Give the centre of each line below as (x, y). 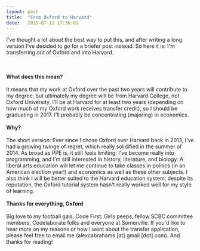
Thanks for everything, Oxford (45, 204)
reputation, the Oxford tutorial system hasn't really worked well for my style (99, 185)
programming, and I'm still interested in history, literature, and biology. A (95, 160)
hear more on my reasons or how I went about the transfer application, (93, 229)
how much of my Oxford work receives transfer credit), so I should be (92, 109)
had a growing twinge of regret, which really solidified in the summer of (94, 146)
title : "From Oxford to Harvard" (49, 17)
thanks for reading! (30, 242)
